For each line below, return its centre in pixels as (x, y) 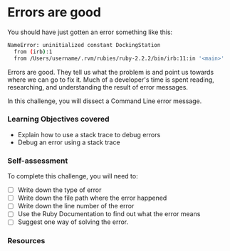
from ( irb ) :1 (33, 52)
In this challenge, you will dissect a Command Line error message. (105, 101)
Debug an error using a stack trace (69, 142)
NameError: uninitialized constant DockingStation (84, 45)
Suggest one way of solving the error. (73, 222)
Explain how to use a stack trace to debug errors (89, 134)
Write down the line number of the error (76, 206)
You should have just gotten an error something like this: (90, 32)
